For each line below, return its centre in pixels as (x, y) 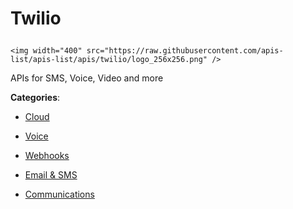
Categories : (35, 98)
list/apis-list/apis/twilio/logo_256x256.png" (109, 60)
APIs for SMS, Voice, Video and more (87, 78)
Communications (59, 194)
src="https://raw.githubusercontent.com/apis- (185, 51)
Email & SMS (51, 175)
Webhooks (47, 156)
